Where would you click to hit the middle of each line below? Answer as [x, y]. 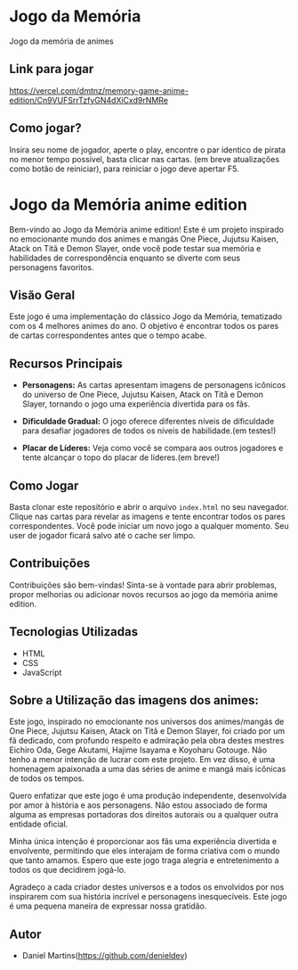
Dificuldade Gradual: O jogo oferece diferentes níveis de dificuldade [148, 422]
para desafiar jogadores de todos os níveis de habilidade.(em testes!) [149, 431]
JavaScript [42, 672]
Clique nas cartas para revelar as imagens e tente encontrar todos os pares [148, 516]
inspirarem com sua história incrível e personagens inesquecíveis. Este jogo [148, 897]
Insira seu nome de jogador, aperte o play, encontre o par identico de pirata [148, 150]
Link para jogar [52, 69]
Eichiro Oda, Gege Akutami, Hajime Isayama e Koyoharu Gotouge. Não [138, 750]
